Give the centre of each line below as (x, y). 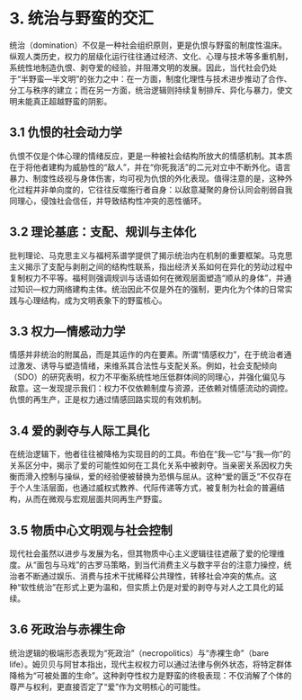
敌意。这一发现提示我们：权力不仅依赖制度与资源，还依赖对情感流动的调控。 (151, 389)
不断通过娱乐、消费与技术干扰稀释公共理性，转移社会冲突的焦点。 (147, 576)
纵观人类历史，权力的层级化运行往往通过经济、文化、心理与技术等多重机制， (151, 56)
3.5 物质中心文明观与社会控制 (91, 530)
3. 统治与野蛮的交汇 (82, 18)
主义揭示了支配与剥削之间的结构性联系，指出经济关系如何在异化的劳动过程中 (151, 266)
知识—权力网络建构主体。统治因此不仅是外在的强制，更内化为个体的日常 (151, 289)
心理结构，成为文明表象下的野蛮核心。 (96, 300)
